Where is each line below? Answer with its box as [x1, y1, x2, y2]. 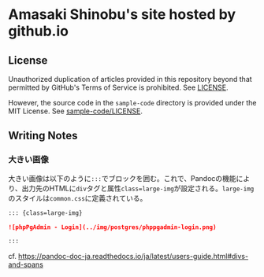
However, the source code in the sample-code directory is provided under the [8, 98, 257, 107]
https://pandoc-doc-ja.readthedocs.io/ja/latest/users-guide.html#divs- [18, 252, 249, 261]
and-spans [8, 260, 43, 269]
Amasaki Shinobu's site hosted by [8, 6, 236, 24]
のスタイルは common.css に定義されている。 [8, 193, 147, 202]
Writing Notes [8, 129, 78, 142]
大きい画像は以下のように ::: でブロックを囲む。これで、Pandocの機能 [8, 173, 236, 183]
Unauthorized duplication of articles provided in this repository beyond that [8, 75, 252, 83]
